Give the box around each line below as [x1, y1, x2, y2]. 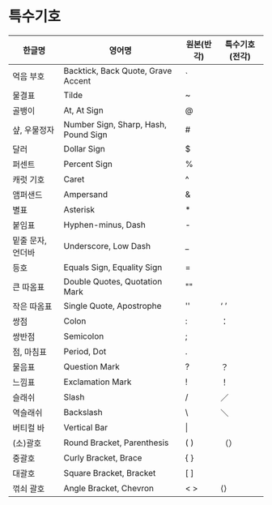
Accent [63, 75, 91, 86]
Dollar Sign [63, 143, 105, 154]
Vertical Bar [63, 422, 108, 433]
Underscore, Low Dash [63, 240, 151, 251]
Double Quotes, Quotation [63, 276, 163, 287]
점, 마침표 [12, 346, 47, 357]
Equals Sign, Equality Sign [63, 261, 163, 272]
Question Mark [63, 361, 120, 372]
